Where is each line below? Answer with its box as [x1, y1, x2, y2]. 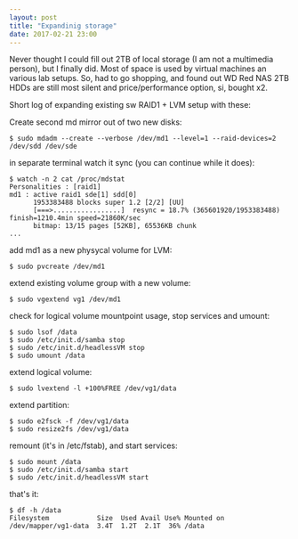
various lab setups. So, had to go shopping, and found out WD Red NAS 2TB [9, 73, 289, 84]
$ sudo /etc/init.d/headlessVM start [9, 473, 149, 482]
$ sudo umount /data [9, 351, 86, 361]
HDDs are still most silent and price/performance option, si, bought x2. [9, 82, 269, 94]
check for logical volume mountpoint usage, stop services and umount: [9, 311, 270, 322]
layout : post [9, 12, 58, 22]
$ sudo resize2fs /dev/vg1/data [9, 425, 129, 434]
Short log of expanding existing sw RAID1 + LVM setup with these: [9, 100, 252, 110]
